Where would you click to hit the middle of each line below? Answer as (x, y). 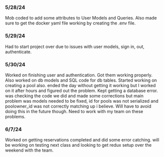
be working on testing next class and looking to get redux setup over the (78, 145)
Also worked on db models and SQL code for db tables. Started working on (81, 80)
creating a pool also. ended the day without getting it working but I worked (81, 85)
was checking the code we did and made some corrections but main (74, 96)
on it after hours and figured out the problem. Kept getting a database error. (82, 90)
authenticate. (18, 52)
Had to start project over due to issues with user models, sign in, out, (75, 46)
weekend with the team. (29, 150)
